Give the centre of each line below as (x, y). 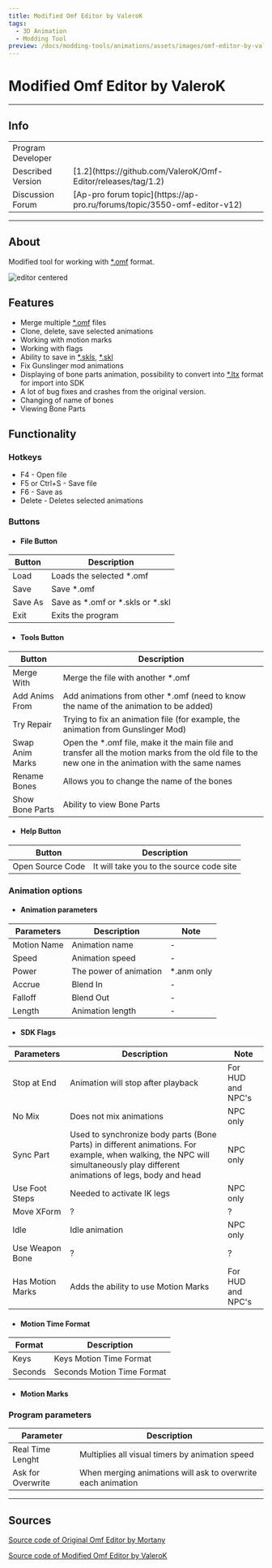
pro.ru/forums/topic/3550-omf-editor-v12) (157, 204)
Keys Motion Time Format (103, 1359)
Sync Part (31, 1155)
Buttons (24, 522)
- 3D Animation (41, 31)
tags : (17, 24)
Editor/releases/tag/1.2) (118, 181)
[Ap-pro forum (101, 194)
